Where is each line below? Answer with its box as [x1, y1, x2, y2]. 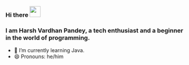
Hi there [5, 10, 29, 19]
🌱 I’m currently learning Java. [13, 47, 85, 54]
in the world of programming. [5, 34, 90, 42]
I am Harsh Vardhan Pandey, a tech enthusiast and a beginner [5, 26, 184, 34]
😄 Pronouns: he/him [13, 53, 64, 60]
